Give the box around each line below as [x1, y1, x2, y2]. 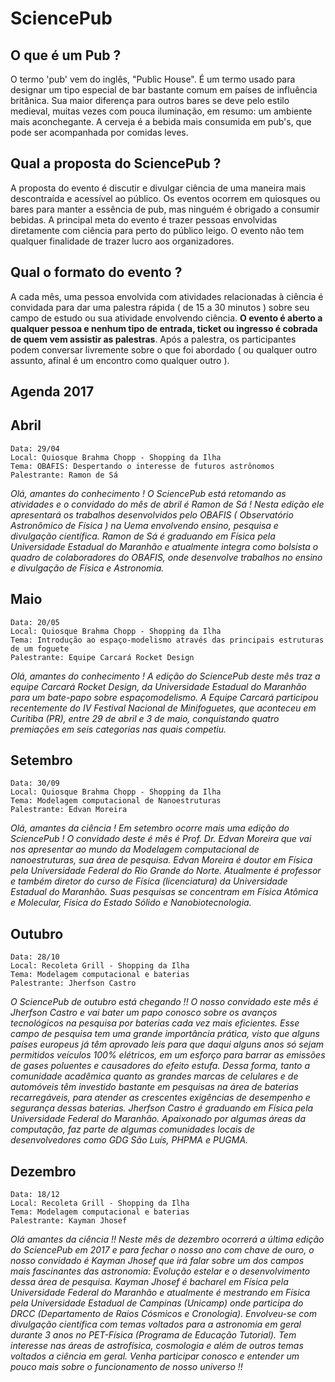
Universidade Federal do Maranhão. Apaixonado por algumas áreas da [10, 1113, 306, 1125]
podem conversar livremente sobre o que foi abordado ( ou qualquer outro [10, 343, 318, 356]
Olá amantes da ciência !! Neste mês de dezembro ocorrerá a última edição [10, 1233, 325, 1246]
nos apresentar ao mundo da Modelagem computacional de [10, 843, 260, 856]
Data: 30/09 [10, 778, 60, 789]
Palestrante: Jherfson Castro [10, 978, 137, 989]
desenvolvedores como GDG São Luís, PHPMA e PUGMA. [10, 1134, 249, 1146]
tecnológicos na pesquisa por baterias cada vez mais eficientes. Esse [10, 1017, 300, 1029]
